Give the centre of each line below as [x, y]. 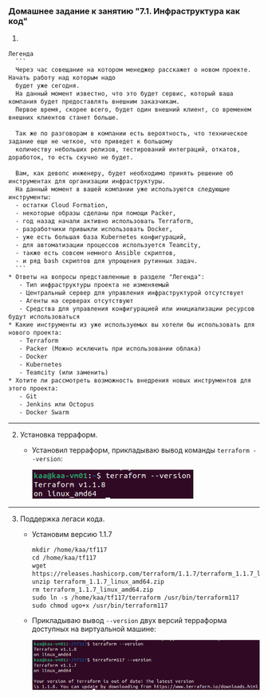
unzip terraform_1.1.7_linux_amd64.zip [98, 582]
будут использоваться [44, 317]
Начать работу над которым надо [62, 78]
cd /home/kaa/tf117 [64, 558]
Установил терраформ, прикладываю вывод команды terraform [140, 450]
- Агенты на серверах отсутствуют [76, 301]
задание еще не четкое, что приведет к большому [91, 142]
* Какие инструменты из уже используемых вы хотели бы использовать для [132, 325]
